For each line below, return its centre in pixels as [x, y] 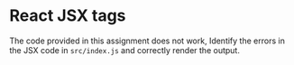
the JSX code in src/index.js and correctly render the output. [125, 50]
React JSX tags [68, 16]
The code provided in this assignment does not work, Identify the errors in [147, 41]
